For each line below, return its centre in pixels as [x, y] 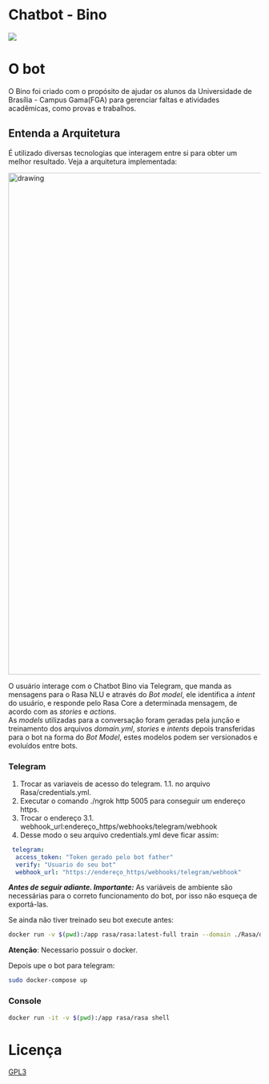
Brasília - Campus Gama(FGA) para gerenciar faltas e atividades [114, 100]
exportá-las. [28, 904]
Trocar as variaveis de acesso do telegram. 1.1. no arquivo [115, 784]
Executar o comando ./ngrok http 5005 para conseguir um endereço [132, 801]
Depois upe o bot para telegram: [62, 966]
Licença [35, 1050]
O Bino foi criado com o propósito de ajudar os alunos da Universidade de [130, 91]
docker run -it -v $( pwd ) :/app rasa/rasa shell [89, 1017]
